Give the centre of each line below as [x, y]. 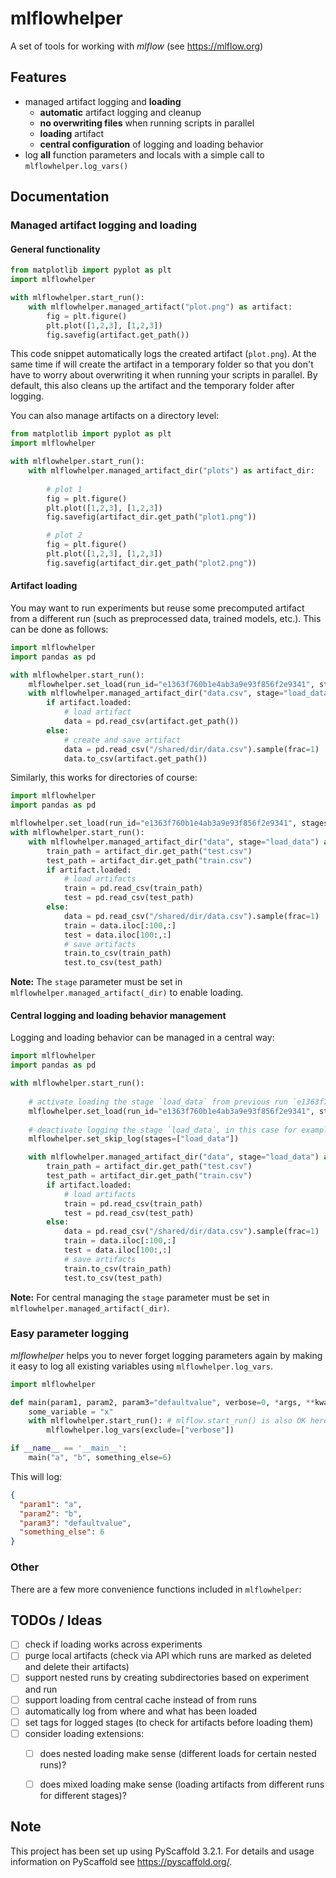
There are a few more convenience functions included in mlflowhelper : [156, 1589]
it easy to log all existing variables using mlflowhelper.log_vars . [141, 1366]
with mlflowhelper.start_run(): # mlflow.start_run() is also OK [167, 1421]
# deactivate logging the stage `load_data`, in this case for [163, 1130]
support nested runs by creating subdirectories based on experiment [167, 1678]
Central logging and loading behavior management [118, 1015]
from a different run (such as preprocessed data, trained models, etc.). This [166, 618]
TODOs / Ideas [56, 1620]
